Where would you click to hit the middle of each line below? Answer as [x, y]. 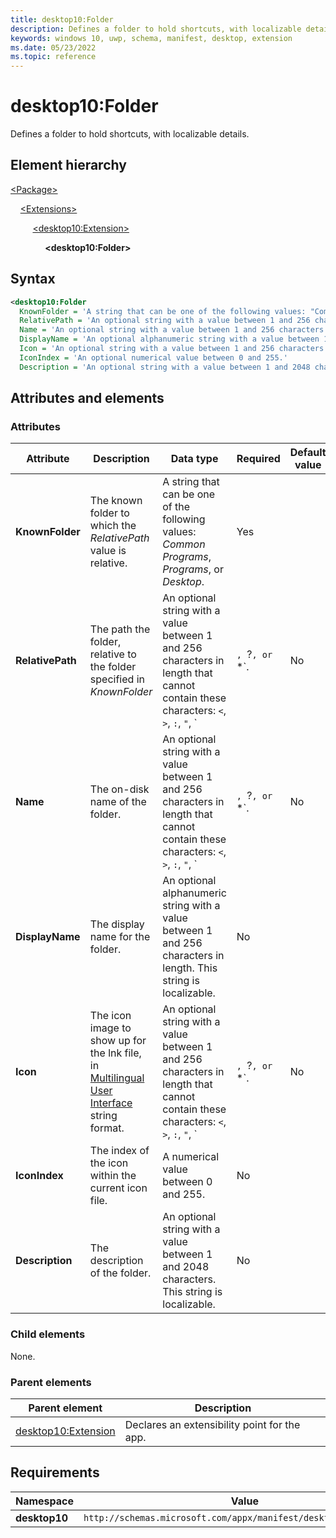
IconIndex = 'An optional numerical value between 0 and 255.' [153, 357]
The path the [120, 629]
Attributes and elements [87, 398]
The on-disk [119, 789]
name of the [118, 802]
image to [110, 1028]
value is [108, 551]
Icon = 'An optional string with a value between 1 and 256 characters [172, 349]
